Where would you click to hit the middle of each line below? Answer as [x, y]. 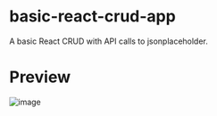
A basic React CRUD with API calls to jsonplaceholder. [108, 41]
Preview [40, 77]
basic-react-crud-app [92, 17]
